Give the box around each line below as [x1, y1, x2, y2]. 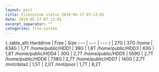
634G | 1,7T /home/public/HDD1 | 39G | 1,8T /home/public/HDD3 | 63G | [5, 45, 154, 51]
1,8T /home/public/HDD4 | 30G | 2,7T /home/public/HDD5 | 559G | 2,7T [5, 51, 153, 57]
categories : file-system [5, 26, 57, 31]
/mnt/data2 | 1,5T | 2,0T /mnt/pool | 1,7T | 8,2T [5, 61, 102, 67]
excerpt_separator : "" [5, 21, 53, 27]
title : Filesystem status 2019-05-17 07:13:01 [5, 12, 105, 17]
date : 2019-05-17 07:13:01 [5, 17, 62, 22]
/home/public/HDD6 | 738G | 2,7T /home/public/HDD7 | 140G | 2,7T [5, 56, 145, 62]
